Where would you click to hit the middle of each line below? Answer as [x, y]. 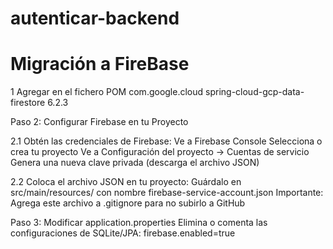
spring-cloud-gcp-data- [255, 92]
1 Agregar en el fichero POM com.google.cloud [107, 92]
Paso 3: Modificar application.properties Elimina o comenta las [139, 223]
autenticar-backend [95, 18]
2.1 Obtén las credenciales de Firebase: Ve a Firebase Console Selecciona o [166, 141]
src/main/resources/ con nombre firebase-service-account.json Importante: [167, 193]
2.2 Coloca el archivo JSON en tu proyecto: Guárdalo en [126, 182]
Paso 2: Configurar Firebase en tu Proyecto [99, 122]
